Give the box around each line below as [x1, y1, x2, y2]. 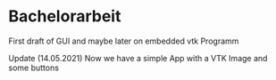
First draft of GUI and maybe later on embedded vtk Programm [8, 36, 239, 46]
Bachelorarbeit [8, 6, 121, 27]
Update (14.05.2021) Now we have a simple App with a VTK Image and [8, 52, 268, 63]
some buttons [8, 62, 60, 73]
